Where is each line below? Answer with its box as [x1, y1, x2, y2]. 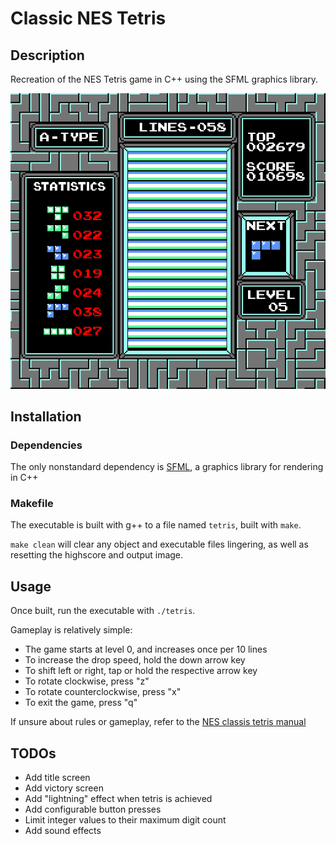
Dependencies [10, 438, 83, 452]
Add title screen [24, 772, 91, 784]
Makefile [10, 497, 54, 511]
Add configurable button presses [24, 803, 162, 816]
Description [10, 47, 85, 64]
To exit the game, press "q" [24, 697, 138, 709]
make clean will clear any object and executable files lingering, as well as [10, 538, 309, 551]
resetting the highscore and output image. [10, 549, 184, 561]
